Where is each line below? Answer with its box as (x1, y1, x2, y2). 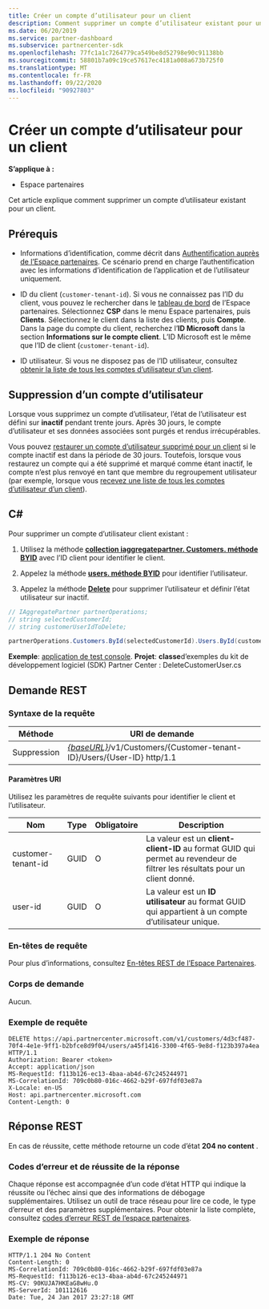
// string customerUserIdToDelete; (8, 623, 127, 631)
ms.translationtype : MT (8, 64, 88, 72)
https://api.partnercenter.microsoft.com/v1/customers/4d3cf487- (33, 1035, 256, 1043)
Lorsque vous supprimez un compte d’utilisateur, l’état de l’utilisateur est (8, 409, 247, 418)
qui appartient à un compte (145, 907, 248, 918)
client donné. (145, 873, 195, 884)
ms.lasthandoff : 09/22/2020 (8, 79, 102, 87)
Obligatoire (94, 819, 139, 830)
